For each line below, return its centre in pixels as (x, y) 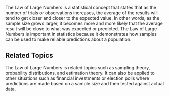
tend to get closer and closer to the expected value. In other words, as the (82, 18)
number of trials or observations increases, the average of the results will (81, 13)
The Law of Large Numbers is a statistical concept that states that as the (81, 7)
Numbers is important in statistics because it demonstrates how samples (81, 34)
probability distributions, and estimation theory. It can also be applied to (80, 73)
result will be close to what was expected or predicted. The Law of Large (81, 29)
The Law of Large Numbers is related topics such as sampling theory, (78, 67)
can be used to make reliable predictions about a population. (68, 39)
